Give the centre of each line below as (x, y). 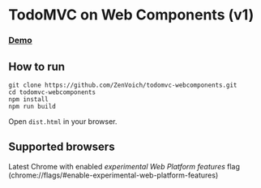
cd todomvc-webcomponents (52, 92)
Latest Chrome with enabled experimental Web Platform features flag (124, 166)
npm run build (32, 106)
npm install (28, 99)
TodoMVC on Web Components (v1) (131, 15)
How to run (37, 66)
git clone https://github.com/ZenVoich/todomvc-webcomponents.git (123, 85)
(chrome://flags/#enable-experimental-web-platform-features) (113, 175)
